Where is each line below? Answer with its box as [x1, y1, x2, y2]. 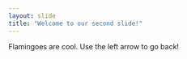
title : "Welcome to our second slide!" [8, 19, 143, 27]
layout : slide [8, 11, 57, 20]
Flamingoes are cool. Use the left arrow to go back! [8, 41, 180, 51]
